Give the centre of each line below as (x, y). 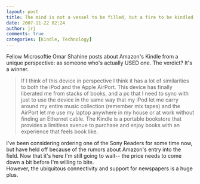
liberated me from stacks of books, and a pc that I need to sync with (105, 93)
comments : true (25, 34)
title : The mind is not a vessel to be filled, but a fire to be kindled (100, 17)
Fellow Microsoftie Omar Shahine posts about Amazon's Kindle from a (92, 56)
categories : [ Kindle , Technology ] (49, 39)
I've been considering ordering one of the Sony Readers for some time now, (99, 143)
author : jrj (21, 28)
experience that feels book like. (59, 131)
